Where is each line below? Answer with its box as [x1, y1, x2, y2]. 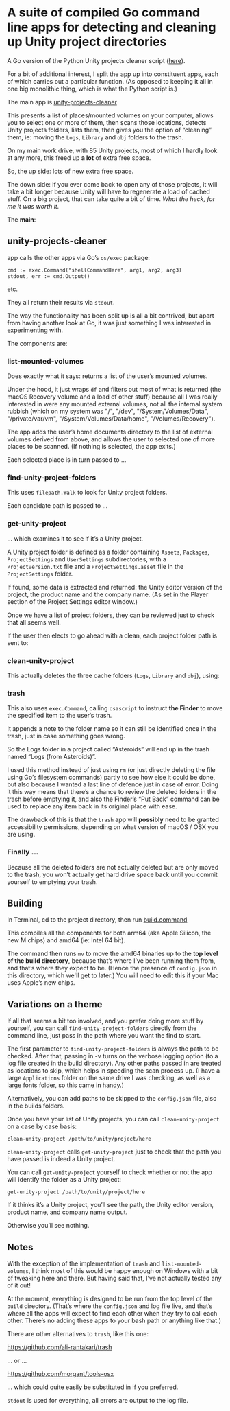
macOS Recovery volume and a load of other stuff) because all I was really [7, 393, 218, 401]
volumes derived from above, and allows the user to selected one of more [7, 435, 216, 443]
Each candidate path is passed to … [7, 502, 108, 510]
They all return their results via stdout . [7, 298, 115, 306]
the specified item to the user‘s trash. [7, 712, 112, 720]
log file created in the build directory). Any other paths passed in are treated [7, 1059, 222, 1068]
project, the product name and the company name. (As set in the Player [7, 590, 209, 598]
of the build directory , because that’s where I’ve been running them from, [7, 957, 216, 965]
